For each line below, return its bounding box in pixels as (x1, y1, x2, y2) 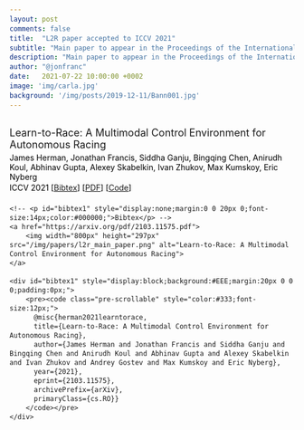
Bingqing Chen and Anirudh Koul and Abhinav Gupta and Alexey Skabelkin (9, 349, 290, 358)
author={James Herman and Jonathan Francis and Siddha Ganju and (33, 339, 285, 349)
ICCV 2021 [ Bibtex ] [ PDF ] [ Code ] (9, 182, 132, 193)
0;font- (240, 204, 270, 213)
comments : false (9, 24, 71, 33)
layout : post (9, 14, 59, 24)
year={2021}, (33, 367, 83, 376)
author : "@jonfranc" (9, 62, 88, 72)
